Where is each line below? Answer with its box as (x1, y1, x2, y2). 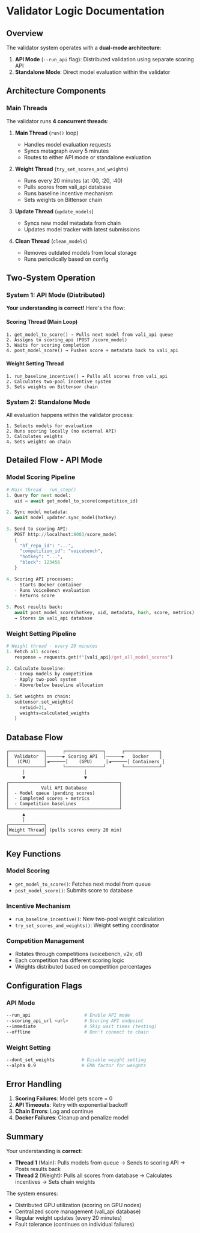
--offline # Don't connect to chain (6, 1029, 149, 1035)
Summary (6, 1131, 44, 1142)
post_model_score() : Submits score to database (14, 886, 133, 894)
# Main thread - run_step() (6, 487, 77, 493)
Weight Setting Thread (6, 360, 64, 367)
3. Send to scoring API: (6, 526, 68, 532)
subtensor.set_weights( (14, 699, 74, 705)
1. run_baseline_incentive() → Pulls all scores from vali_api (6, 373, 168, 379)
